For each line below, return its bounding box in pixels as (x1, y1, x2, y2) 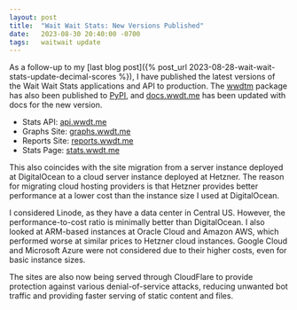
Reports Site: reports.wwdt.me (21, 136, 134, 146)
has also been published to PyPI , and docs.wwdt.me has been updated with (9, 90, 286, 101)
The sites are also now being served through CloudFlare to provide (9, 272, 254, 283)
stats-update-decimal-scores (9, 72, 117, 82)
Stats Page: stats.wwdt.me (21, 145, 120, 156)
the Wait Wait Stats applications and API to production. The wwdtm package (9, 81, 288, 91)
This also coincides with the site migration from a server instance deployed (9, 162, 284, 173)
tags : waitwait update (9, 37, 101, 47)
